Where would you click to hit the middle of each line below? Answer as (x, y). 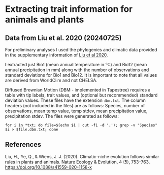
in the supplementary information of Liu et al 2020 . (57, 55)
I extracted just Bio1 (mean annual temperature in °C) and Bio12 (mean (76, 65)
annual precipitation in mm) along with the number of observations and (77, 70)
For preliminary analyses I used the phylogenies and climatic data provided (81, 50)
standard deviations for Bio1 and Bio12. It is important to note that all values (81, 75)
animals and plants (45, 20)
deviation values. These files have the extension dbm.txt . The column (76, 100)
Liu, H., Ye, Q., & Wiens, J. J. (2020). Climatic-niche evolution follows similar (82, 156)
